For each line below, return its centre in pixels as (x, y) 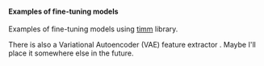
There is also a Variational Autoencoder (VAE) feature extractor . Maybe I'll (132, 45)
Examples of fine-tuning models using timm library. (93, 29)
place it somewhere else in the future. (71, 53)
